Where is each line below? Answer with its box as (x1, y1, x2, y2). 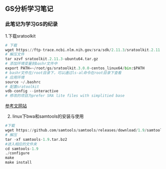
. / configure (5, 151, 30, 156)
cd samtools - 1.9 (5, 146, 39, 151)
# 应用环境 (5, 75, 25, 80)
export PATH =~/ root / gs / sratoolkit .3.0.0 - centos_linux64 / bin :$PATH (5, 66, 145, 71)
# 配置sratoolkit (5, 84, 40, 89)
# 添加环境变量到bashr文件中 (5, 61, 58, 66)
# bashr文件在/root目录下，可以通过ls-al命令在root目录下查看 (5, 70, 122, 75)
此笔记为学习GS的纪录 (5, 21, 58, 28)
